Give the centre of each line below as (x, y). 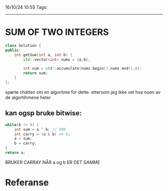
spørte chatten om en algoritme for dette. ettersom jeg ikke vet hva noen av (83, 92)
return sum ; (36, 73)
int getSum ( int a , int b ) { (43, 55)
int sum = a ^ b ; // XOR (40, 129)
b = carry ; (25, 143)
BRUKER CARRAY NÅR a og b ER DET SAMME (52, 162)
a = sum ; (23, 139)
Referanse (27, 183)
